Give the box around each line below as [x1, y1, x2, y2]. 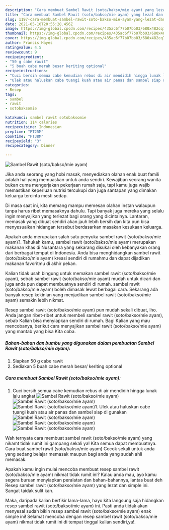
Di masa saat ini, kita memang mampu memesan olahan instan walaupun [5, 202, 156, 208]
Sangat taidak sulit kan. [5, 488, 54, 494]
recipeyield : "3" [5, 138, 42, 144]
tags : [5, 92, 17, 97]
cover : [5, 36, 19, 41]
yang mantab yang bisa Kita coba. [5, 329, 76, 335]
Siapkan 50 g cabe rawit [12, 358, 63, 364]
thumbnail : [5, 31, 28, 36]
